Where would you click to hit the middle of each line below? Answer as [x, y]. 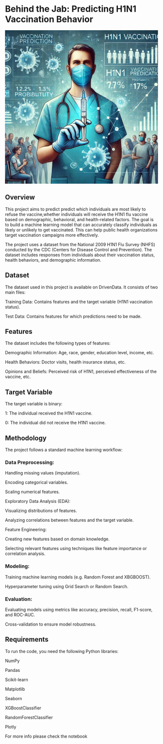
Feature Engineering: [26, 530]
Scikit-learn [16, 679]
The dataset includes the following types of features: [58, 343]
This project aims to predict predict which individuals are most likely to [75, 209]
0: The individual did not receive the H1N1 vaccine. [55, 423]
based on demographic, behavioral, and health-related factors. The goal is [79, 219]
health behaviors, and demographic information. [53, 260]
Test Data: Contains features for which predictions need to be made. [73, 316]
